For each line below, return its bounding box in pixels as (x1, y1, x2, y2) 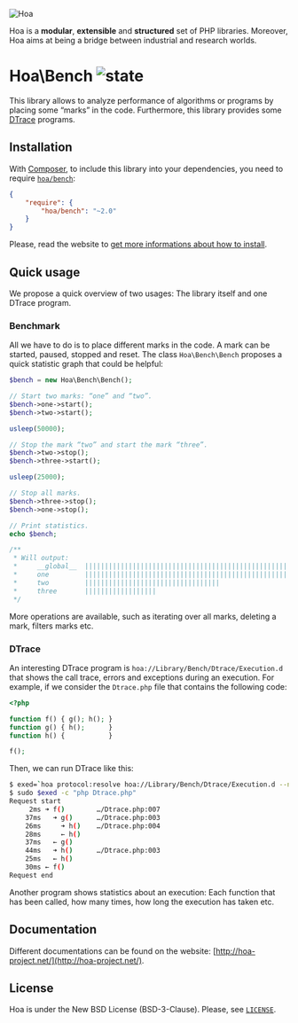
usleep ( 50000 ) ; (9, 424, 66, 433)
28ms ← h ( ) (25, 830, 82, 839)
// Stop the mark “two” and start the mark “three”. (9, 440, 208, 449)
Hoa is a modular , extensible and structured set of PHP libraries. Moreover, (9, 26, 288, 35)
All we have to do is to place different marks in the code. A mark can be (9, 340, 271, 350)
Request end (9, 871, 53, 879)
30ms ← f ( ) (25, 863, 66, 872)
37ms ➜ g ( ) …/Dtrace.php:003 (25, 813, 161, 822)
